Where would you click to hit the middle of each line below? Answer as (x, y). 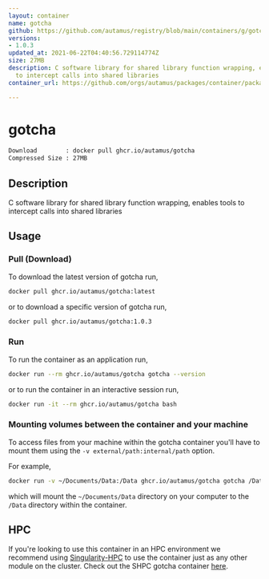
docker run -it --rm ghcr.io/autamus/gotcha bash (93, 404)
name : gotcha (30, 23)
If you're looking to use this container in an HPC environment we (114, 549)
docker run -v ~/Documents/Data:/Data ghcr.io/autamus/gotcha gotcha (127, 481)
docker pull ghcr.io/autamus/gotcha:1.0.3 (80, 322)
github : (21, 30)
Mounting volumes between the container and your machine (128, 424)
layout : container (39, 16)
